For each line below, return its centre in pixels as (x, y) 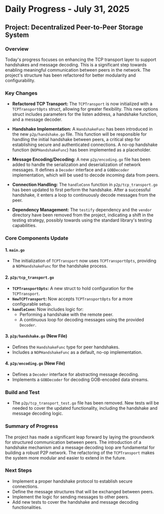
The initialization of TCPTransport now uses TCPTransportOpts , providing (84, 261)
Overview (17, 49)
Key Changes (21, 93)
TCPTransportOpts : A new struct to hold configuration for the (73, 288)
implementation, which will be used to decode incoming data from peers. (86, 175)
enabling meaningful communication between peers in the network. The (78, 70)
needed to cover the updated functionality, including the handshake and (85, 408)
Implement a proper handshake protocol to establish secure (72, 481)
